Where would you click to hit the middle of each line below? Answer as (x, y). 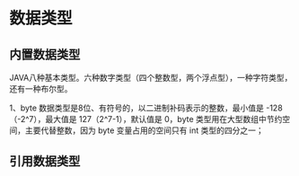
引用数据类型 (45, 161)
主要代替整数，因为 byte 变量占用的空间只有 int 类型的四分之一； (144, 130)
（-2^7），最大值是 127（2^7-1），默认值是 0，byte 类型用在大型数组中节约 (146, 119)
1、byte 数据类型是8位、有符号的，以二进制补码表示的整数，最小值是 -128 (146, 108)
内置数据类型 (45, 54)
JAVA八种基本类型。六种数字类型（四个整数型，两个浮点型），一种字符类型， (151, 78)
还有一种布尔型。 (41, 89)
